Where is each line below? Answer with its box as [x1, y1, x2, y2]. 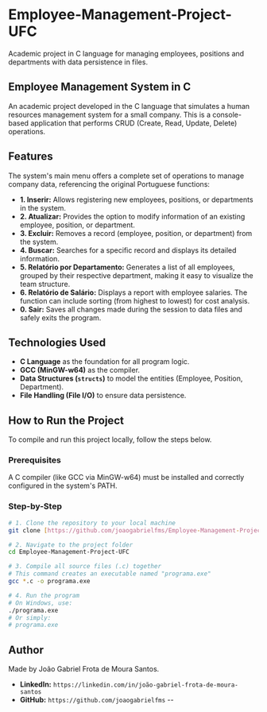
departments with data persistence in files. [8, 57, 149, 67]
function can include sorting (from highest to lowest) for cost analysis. [19, 296, 250, 305]
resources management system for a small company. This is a [8, 110, 211, 119]
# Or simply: [8, 613, 52, 621]
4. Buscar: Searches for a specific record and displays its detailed [19, 245, 237, 255]
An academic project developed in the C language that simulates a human [8, 101, 250, 110]
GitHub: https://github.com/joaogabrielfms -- [19, 695, 174, 705]
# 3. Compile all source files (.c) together [8, 563, 161, 571]
